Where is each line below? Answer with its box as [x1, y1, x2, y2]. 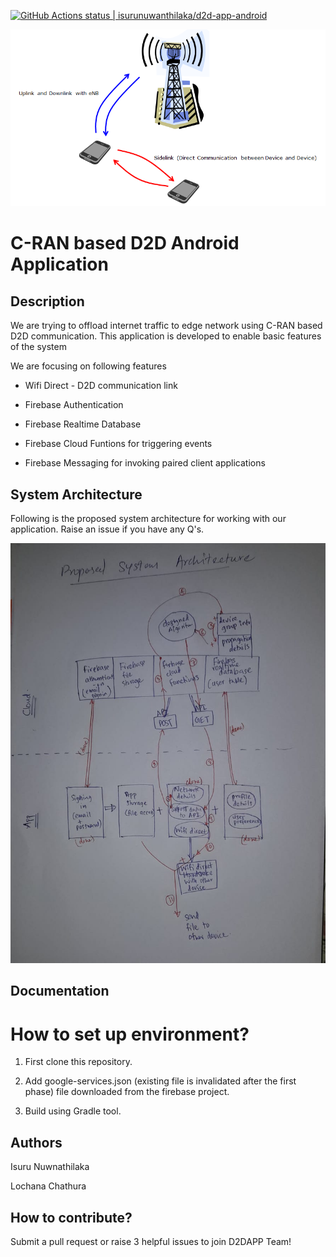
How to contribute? [10, 1209, 133, 1226]
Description [10, 293, 85, 310]
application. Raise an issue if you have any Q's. [10, 523, 205, 535]
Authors [10, 1134, 63, 1151]
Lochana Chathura [10, 1180, 87, 1192]
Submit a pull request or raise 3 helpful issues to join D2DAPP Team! [10, 1236, 292, 1248]
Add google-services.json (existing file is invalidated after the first [24, 1075, 297, 1087]
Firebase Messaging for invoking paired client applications [24, 457, 266, 469]
